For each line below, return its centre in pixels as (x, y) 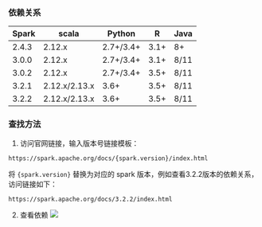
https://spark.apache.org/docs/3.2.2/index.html (90, 199)
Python (121, 33)
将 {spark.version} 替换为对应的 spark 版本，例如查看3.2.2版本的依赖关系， (133, 174)
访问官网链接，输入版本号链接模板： (79, 143)
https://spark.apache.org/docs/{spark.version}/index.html (108, 158)
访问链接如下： (33, 184)
